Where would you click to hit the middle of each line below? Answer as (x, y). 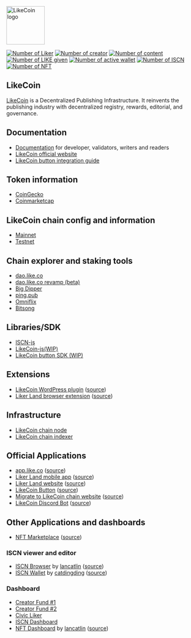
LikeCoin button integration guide (57, 160)
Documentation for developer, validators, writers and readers (92, 147)
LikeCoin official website (46, 154)
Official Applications (47, 455)
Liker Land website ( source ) (50, 483)
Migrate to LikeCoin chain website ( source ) (69, 496)
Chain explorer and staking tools (69, 261)
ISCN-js (25, 342)
